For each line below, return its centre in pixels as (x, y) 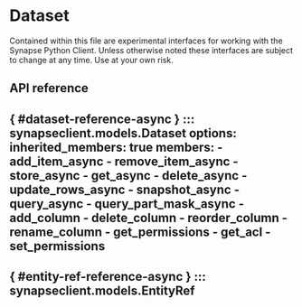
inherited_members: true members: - (116, 147)
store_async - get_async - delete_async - (128, 176)
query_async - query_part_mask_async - (127, 204)
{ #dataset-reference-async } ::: (102, 119)
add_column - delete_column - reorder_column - (148, 218)
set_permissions (57, 246)
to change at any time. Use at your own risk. (91, 60)
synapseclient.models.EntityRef (102, 291)
